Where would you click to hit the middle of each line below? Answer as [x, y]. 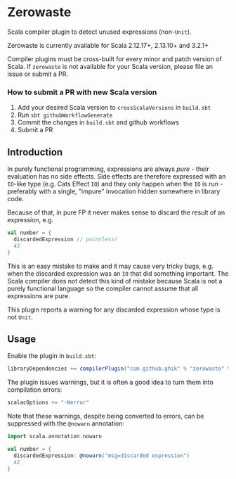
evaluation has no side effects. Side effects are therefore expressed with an [117, 177]
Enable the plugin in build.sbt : [52, 356]
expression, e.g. [31, 220]
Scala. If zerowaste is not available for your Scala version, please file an [110, 66]
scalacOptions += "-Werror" [48, 403]
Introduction [35, 152]
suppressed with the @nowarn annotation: [66, 423]
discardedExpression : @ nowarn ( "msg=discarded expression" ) [102, 455]
